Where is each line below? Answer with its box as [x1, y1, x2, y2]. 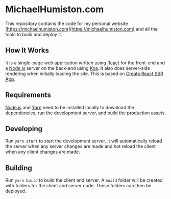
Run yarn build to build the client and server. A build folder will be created [5, 177, 163, 183]
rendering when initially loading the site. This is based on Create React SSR [5, 70, 163, 77]
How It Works [5, 46, 50, 55]
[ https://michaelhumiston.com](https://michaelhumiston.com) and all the [5, 26, 158, 32]
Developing [5, 124, 42, 133]
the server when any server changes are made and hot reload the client [5, 143, 156, 150]
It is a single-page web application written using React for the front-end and [5, 60, 165, 66]
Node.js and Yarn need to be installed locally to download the [5, 104, 134, 110]
